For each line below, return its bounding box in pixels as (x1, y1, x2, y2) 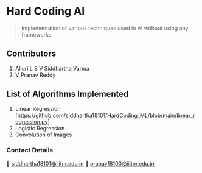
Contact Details (6, 146, 54, 155)
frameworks (21, 30, 52, 38)
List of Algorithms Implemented (6, 89, 129, 99)
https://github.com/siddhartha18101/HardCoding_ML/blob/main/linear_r (17, 111, 196, 119)
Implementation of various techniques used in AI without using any (21, 24, 189, 32)
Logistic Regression (15, 124, 65, 132)
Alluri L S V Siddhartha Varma (15, 65, 89, 72)
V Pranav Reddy (15, 71, 56, 79)
